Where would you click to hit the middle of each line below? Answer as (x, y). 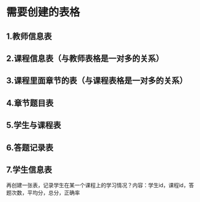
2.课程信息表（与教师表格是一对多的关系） (85, 58)
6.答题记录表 (30, 147)
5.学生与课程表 (34, 126)
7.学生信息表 (29, 169)
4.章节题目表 (30, 103)
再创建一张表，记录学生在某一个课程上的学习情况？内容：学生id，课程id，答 (100, 185)
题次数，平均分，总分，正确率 (43, 193)
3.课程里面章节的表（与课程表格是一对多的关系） (97, 81)
